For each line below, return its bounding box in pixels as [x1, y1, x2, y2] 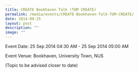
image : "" [5, 30, 26, 35]
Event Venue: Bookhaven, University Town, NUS [5, 53, 104, 59]
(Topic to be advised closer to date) [5, 62, 78, 68]
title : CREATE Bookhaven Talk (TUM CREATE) [5, 7, 97, 12]
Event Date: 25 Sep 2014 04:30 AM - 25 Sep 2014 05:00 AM [5, 44, 129, 49]
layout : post [5, 21, 32, 26]
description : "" [5, 25, 39, 30]
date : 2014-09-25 [5, 16, 41, 21]
